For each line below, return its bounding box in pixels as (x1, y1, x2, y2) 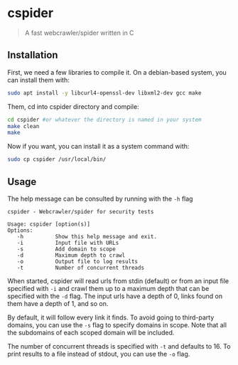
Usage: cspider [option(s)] (7, 221, 91, 228)
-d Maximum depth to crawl (16, 251, 126, 259)
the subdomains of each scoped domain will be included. (7, 328, 175, 337)
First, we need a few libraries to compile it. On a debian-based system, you (7, 68, 227, 76)
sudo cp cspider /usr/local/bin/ (7, 156, 107, 163)
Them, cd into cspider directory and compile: (7, 102, 140, 111)
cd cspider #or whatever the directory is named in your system (7, 116, 202, 123)
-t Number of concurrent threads (16, 264, 144, 271)
